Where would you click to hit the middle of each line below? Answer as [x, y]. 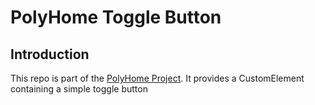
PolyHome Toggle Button [116, 17]
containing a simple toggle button [79, 89]
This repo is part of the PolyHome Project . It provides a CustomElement [157, 78]
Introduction [50, 54]
